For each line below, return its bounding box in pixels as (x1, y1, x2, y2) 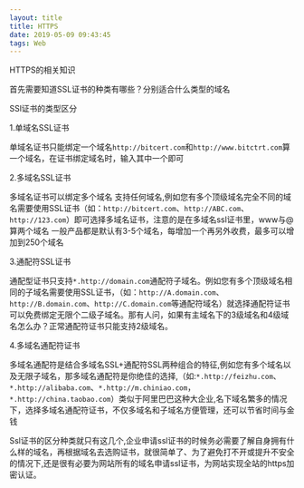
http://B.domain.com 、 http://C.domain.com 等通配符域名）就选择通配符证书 (9, 298, 291, 309)
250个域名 (24, 237, 64, 248)
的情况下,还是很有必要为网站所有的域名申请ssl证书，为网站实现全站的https (9, 458, 287, 469)
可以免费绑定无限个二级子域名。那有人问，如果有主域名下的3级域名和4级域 (9, 309, 290, 320)
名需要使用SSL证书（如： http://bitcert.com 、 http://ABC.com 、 (9, 203, 249, 214)
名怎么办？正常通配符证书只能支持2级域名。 (9, 321, 174, 332)
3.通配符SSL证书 (9, 256, 71, 268)
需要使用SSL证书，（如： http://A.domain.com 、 (48, 287, 224, 298)
